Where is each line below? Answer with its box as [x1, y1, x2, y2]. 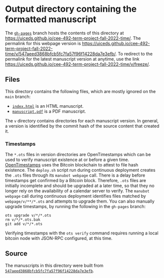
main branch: [5, 93, 31, 99]
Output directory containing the [5, 3, 137, 15]
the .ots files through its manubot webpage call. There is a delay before [5, 172, 145, 178]
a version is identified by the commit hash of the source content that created [5, 123, 160, 129]
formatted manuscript [5, 14, 96, 25]
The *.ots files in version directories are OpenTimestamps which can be [5, 152, 151, 158]
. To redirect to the [115, 50, 153, 57]
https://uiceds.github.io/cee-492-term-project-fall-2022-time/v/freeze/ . [5, 61, 150, 67]
